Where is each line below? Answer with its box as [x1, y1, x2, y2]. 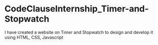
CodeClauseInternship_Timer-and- [4, 3, 149, 14]
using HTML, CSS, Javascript [4, 34, 64, 40]
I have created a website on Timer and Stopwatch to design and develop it [4, 29, 154, 35]
